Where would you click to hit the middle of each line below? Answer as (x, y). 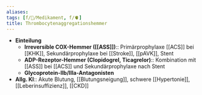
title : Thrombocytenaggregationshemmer (57, 23)
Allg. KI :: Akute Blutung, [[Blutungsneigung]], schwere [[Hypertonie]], (103, 79)
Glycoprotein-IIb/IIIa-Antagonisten (69, 73)
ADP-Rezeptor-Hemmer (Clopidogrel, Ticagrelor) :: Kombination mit (110, 60)
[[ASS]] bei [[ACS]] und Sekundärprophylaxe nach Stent (95, 66)
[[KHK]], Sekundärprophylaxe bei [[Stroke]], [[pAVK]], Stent (99, 54)
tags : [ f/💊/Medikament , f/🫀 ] (44, 18)
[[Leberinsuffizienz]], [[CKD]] (52, 86)
